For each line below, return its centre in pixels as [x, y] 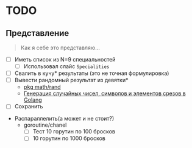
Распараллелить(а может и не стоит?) [64, 119]
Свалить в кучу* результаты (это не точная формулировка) [92, 73]
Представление [37, 33]
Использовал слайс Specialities [66, 66]
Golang [33, 100]
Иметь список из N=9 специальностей [65, 59]
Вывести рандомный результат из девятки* [71, 80]
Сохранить [29, 107]
